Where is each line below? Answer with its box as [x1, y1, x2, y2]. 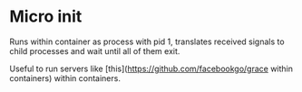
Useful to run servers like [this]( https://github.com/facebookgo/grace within [9, 63, 293, 74]
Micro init [9, 6, 83, 27]
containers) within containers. [9, 72, 121, 83]
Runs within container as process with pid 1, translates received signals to [9, 36, 285, 47]
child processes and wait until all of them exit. [9, 45, 180, 56]
